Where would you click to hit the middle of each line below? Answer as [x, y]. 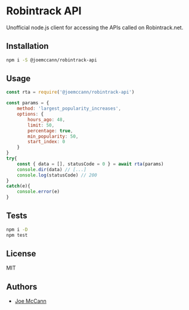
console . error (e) [38, 192]
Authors [22, 286]
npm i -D [17, 230]
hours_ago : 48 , [47, 120]
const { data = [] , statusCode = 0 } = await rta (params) [90, 164]
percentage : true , [50, 131]
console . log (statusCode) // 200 [57, 175]
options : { [30, 114]
